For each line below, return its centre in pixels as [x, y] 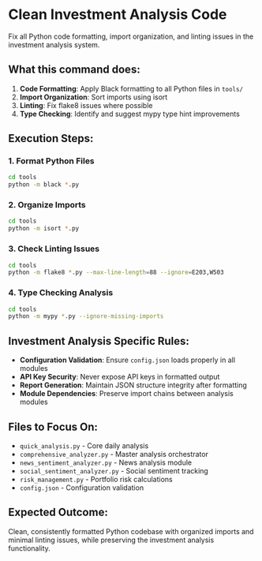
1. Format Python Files [51, 161]
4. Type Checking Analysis [61, 293]
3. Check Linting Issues [54, 249]
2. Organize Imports [47, 205]
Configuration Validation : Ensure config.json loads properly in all [127, 360]
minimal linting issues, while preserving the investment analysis [111, 540]
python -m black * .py [44, 185]
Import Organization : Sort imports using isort [94, 97]
